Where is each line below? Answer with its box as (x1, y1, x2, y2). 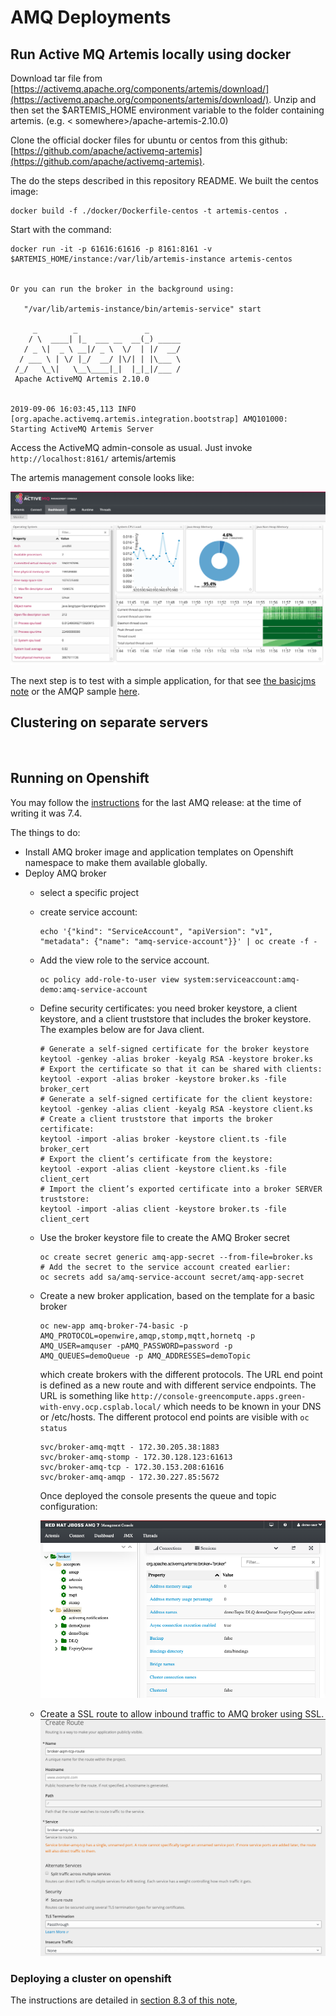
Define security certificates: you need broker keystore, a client (39, 1002, 298, 1014)
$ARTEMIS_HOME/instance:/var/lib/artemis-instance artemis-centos (10, 254, 293, 264)
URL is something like (39, 1389, 130, 1401)
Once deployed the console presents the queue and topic (39, 1489, 277, 1501)
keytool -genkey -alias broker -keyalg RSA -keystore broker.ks (39, 1054, 314, 1064)
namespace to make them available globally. (24, 856, 208, 868)
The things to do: (10, 826, 81, 838)
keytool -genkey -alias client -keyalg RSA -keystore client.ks (39, 1104, 314, 1114)
